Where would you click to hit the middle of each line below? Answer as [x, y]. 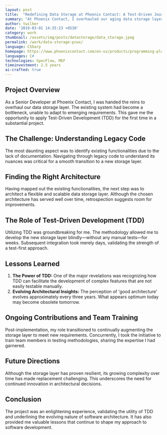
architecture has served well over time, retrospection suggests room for [79, 199]
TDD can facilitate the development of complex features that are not [82, 281]
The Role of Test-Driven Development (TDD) [75, 220]
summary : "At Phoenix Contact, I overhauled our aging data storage [78, 19]
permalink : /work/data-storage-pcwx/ [44, 42]
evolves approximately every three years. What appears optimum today [85, 297]
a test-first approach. [27, 248]
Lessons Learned [32, 264]
